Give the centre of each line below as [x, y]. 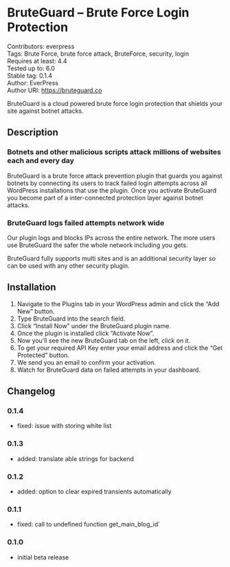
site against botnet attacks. [45, 111]
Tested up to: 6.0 [31, 68]
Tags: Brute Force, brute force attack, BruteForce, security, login [98, 54]
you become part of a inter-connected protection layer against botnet [105, 197]
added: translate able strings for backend [75, 458]
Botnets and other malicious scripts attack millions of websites [114, 152]
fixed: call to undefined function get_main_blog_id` [89, 524]
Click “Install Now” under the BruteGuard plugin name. [94, 325]
